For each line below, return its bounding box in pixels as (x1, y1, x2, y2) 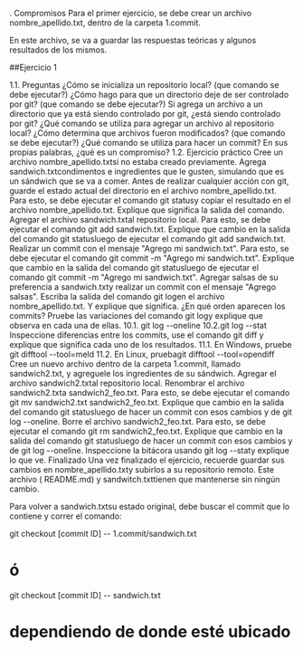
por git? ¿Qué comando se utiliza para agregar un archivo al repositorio (9, 118, 274, 129)
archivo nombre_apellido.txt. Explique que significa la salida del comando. (9, 205, 285, 215)
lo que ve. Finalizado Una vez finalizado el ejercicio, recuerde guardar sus (9, 454, 285, 465)
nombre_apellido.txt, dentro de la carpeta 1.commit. (9, 17, 202, 28)
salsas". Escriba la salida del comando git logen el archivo (9, 292, 225, 301)
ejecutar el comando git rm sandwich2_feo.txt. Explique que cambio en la (9, 425, 283, 436)
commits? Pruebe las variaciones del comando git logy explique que (9, 311, 264, 320)
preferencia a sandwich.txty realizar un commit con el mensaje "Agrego (9, 282, 277, 292)
